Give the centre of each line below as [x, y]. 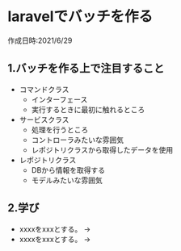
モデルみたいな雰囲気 [67, 180]
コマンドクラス [44, 89]
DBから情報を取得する [68, 169]
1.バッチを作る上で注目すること [86, 68]
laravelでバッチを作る [80, 17]
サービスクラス [44, 119]
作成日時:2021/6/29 [40, 40]
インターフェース [59, 99]
